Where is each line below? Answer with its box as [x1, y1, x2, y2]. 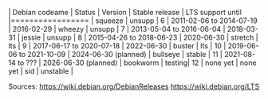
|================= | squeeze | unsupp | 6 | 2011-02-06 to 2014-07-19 [8, 16, 258, 25]
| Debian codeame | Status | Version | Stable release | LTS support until [8, 8, 242, 17]
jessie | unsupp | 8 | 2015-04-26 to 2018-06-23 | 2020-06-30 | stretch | [21, 32, 258, 42]
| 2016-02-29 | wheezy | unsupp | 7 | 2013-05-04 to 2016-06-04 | [8, 25, 226, 33]
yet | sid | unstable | [8, 67, 73, 75]
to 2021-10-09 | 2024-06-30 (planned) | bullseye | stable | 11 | [18, 50, 223, 59]
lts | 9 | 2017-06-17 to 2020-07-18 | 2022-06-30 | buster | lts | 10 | [8, 41, 227, 51]
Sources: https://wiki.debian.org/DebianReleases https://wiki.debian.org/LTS [8, 82, 260, 91]
